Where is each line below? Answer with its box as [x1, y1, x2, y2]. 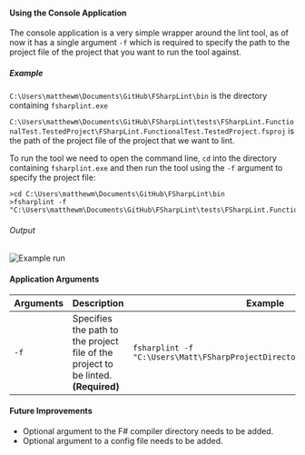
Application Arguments [9, 273, 100, 284]
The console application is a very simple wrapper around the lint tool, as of [9, 27, 289, 38]
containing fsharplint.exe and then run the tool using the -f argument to [9, 163, 283, 173]
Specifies [72, 312, 113, 324]
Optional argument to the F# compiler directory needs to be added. [22, 425, 274, 436]
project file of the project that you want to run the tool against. [9, 46, 242, 58]
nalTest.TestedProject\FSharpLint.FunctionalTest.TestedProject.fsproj [9, 127, 286, 136]
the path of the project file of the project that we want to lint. [9, 135, 235, 146]
